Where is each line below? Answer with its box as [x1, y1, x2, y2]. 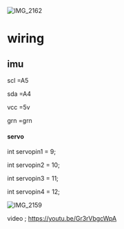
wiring [7, 31, 45, 46]
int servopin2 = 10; [7, 161, 60, 169]
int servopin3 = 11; [7, 175, 59, 183]
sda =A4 [7, 90, 32, 98]
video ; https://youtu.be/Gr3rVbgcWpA [7, 215, 117, 223]
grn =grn [7, 117, 32, 124]
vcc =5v [7, 103, 30, 111]
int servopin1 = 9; [7, 148, 56, 156]
